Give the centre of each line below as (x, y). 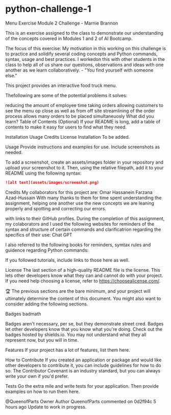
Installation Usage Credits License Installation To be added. (68, 137)
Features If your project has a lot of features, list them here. (68, 350)
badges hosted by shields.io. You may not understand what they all (76, 334)
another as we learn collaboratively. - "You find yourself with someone (79, 70)
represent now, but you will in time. (42, 340)
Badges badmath (23, 314)
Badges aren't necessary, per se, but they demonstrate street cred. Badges (84, 323)
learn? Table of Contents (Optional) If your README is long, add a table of (83, 121)
